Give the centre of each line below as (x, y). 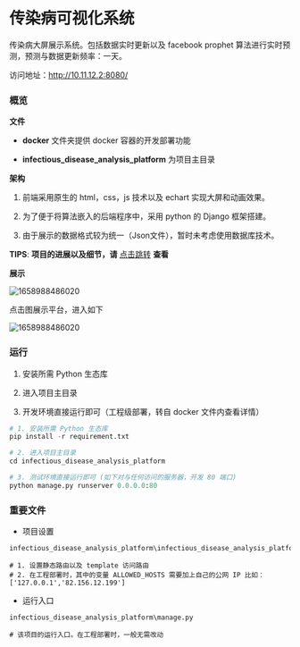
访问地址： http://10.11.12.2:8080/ (69, 75)
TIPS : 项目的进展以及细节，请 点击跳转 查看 (89, 255)
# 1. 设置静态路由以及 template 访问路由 (79, 566)
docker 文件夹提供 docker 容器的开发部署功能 (106, 140)
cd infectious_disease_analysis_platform (87, 461)
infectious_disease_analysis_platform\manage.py (101, 618)
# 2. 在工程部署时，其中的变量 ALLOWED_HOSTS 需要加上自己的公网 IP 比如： (137, 576)
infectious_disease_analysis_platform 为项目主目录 (119, 160)
